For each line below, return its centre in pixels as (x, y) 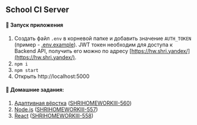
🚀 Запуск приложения (35, 25)
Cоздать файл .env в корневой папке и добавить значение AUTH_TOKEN (103, 38)
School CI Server (37, 10)
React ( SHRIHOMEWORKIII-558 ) (54, 115)
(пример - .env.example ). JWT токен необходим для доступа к (93, 45)
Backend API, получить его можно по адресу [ (73, 51)
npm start (26, 70)
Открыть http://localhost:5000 (52, 76)
